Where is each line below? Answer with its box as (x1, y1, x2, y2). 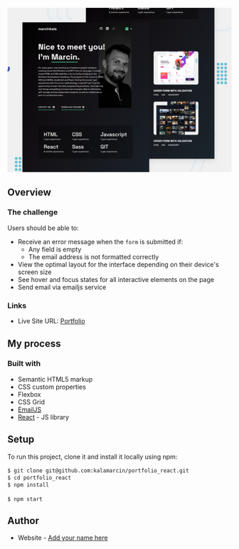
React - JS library (17, 412, 70, 421)
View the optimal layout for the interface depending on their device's (17, 260, 219, 268)
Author (7, 515, 39, 527)
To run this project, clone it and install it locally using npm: (7, 452, 178, 461)
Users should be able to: (7, 224, 80, 232)
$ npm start (7, 496, 43, 503)
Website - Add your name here (17, 533, 108, 542)
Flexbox (17, 389, 41, 399)
